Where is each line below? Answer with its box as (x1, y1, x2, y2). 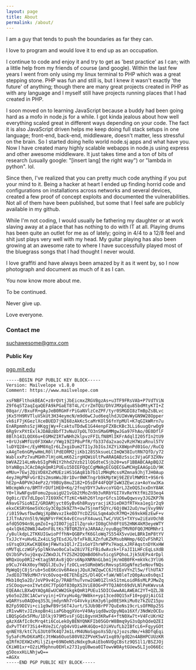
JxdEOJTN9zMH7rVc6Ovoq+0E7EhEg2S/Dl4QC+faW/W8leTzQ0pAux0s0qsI (6, 572, 164, 578)
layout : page (6, 8, 38, 15)
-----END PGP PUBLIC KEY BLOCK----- (6, 659, 96, 665)
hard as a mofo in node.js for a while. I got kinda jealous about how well (6, 113, 179, 120)
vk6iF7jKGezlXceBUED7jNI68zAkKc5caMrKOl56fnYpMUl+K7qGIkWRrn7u (6, 418, 164, 424)
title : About (6, 14, 38, 20)
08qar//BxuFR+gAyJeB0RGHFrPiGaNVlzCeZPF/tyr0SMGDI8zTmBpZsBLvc (6, 408, 164, 414)
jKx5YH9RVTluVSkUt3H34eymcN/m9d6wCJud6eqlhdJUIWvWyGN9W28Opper (6, 413, 164, 419)
